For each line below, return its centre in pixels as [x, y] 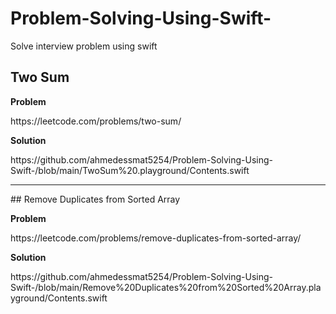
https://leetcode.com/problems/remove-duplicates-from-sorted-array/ [156, 238]
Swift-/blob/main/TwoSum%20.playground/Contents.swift [130, 170]
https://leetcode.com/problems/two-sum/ [96, 121]
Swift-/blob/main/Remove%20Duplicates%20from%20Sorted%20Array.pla [166, 287]
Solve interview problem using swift [84, 46]
